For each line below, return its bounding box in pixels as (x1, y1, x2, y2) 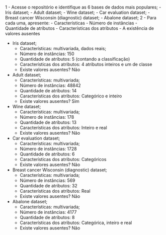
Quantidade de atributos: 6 (19, 151, 75, 157)
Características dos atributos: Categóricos (19, 157, 107, 162)
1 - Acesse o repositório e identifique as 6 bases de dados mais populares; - (5, 4, 162, 10)
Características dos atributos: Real (19, 188, 90, 194)
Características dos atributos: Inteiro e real (19, 125, 107, 131)
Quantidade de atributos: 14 (19, 88, 77, 93)
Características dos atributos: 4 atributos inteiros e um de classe (19, 62, 153, 67)
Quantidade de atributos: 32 (19, 183, 78, 188)
